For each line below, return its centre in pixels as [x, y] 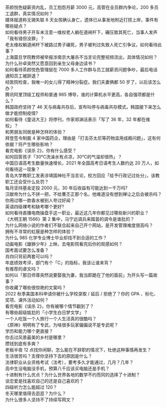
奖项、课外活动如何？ [27, 300]
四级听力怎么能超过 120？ [31, 387]
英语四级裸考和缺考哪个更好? [35, 206]
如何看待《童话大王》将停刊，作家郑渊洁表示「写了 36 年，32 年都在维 [78, 119]
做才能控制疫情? [22, 113]
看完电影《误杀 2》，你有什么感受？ [41, 150]
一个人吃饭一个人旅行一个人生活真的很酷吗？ [51, 319]
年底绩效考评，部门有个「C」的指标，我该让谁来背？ [59, 263]
